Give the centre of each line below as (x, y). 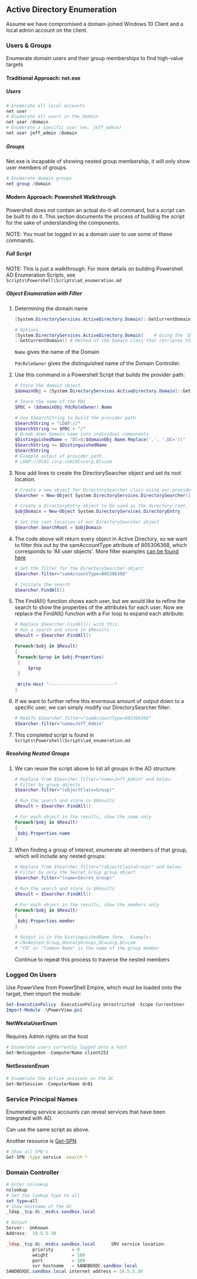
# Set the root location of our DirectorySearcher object (87, 522)
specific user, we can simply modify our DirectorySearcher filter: (93, 707)
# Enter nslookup (27, 1185)
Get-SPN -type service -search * (47, 1157)
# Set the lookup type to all (43, 1195)
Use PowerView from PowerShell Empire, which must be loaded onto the (94, 988)
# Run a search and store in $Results (62, 630)
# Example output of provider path (58, 456)
